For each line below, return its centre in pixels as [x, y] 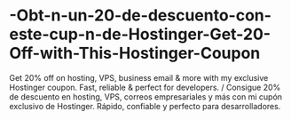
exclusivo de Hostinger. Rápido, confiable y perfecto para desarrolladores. [145, 106]
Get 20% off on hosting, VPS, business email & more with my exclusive [139, 77]
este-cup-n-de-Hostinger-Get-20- [140, 34]
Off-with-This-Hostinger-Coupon [135, 53]
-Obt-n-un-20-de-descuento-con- [141, 16]
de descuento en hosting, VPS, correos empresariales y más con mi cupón [145, 96]
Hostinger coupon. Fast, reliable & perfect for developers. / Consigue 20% [145, 87]
